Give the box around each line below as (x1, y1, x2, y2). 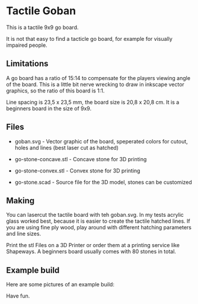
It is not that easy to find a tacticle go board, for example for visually (6, 35, 173, 42)
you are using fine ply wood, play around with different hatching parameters (6, 224, 191, 231)
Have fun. (6, 292, 30, 300)
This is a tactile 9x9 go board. (6, 24, 79, 31)
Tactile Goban (6, 4, 76, 18)
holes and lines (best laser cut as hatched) (14, 144, 119, 151)
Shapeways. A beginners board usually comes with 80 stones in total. (6, 248, 177, 255)
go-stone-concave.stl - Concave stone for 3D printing (14, 155, 147, 162)
